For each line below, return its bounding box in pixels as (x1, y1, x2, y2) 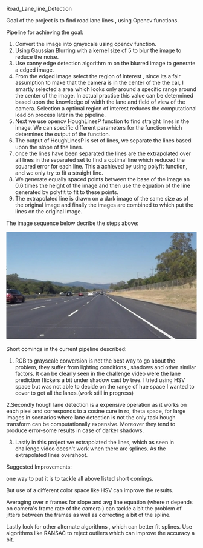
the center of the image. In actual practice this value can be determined (14, 92, 193, 99)
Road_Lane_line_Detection (6, 5, 72, 12)
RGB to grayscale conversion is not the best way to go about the (14, 357, 176, 364)
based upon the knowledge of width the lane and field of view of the (14, 98, 185, 105)
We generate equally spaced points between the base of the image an (14, 176, 190, 182)
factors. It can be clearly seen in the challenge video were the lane (14, 370, 181, 377)
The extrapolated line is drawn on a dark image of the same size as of (14, 195, 189, 202)
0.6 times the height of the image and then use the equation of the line (14, 182, 190, 189)
